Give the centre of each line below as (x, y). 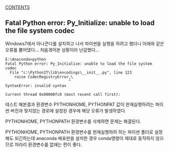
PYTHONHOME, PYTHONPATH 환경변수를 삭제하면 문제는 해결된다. (73, 121)
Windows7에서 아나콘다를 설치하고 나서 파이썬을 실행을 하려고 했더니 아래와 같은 (85, 43)
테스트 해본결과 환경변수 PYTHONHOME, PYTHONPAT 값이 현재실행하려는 (80, 104)
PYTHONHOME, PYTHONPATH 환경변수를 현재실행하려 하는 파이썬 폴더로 (79, 132)
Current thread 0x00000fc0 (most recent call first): (63, 94)
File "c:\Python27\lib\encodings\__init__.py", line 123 (71, 72)
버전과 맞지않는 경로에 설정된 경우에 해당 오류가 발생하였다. (68, 110)
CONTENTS (18, 7)
